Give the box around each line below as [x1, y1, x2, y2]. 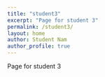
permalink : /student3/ [7, 23, 73, 30]
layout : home [7, 29, 45, 37]
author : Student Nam [7, 36, 68, 43]
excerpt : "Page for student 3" [7, 17, 99, 24]
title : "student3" [7, 10, 61, 17]
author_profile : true [7, 43, 71, 50]
